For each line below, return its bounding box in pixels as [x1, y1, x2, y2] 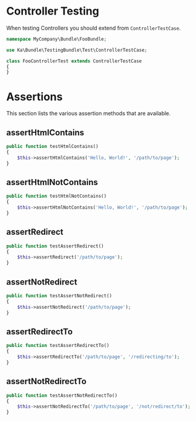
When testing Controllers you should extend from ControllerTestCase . [6, 24, 181, 32]
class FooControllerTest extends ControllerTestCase [6, 58, 142, 64]
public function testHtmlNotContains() [6, 193, 107, 200]
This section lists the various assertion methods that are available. [6, 110, 171, 117]
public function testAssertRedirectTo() [6, 343, 110, 349]
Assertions [6, 90, 63, 104]
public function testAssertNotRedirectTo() [6, 392, 118, 399]
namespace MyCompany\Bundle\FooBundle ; [6, 36, 107, 42]
